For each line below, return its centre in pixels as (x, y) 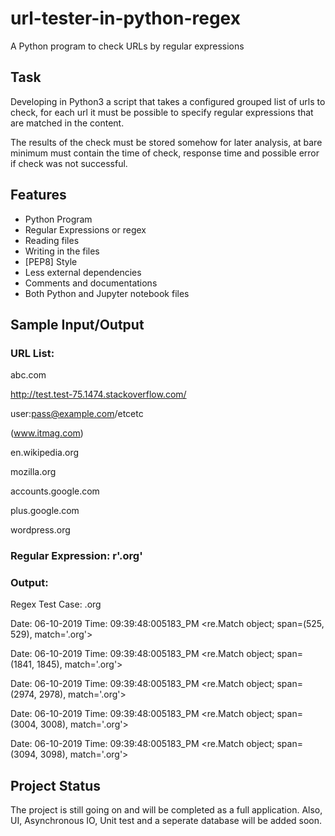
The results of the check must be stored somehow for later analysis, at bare (166, 142)
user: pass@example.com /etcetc (77, 414)
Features (38, 195)
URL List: (32, 353)
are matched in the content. (67, 123)
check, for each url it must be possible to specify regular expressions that (162, 112)
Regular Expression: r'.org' (76, 556)
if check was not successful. (69, 163)
